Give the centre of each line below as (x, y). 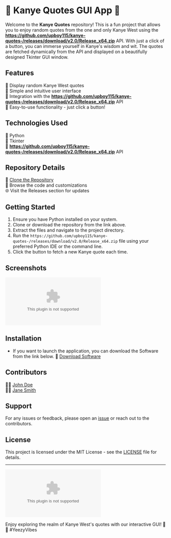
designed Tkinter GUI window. (37, 57)
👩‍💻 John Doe (19, 385)
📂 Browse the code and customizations (46, 185)
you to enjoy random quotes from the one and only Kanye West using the (82, 30)
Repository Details (35, 168)
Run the (21, 236)
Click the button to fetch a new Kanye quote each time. (70, 252)
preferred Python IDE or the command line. (58, 246)
